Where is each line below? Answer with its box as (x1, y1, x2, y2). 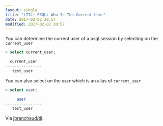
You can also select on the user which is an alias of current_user (5, 77, 141, 84)
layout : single (5, 7, 38, 13)
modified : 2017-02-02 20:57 (5, 21, 65, 27)
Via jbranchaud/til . (5, 115, 44, 121)
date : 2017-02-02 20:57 (5, 17, 56, 22)
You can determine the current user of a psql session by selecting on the (5, 36, 158, 42)
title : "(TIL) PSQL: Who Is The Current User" (5, 12, 106, 17)
